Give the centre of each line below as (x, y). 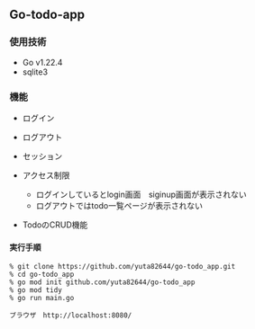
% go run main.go (42, 298)
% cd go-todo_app (42, 275)
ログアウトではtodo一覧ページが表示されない (119, 205)
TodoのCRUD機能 (55, 225)
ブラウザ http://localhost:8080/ (71, 316)
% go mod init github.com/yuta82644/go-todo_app (102, 282)
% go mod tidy (36, 290)
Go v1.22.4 (42, 62)
